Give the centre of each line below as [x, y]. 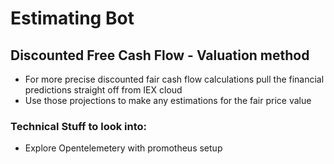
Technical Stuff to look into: [79, 126]
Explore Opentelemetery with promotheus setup [123, 148]
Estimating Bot [72, 18]
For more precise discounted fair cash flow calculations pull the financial [174, 79]
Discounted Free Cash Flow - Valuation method [160, 55]
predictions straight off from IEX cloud [103, 90]
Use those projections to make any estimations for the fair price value [168, 100]
